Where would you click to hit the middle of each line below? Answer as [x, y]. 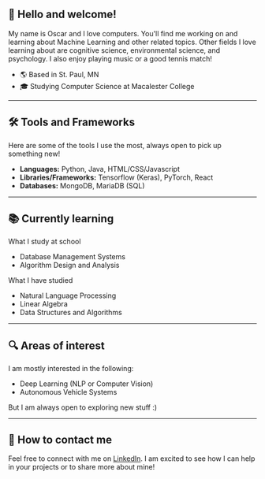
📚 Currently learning [61, 219]
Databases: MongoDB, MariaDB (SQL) [82, 185]
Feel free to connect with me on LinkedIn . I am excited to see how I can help [132, 459]
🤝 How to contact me [60, 439]
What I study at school [45, 242]
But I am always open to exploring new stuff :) [83, 407]
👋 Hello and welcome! [62, 15]
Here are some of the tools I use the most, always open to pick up [115, 145]
